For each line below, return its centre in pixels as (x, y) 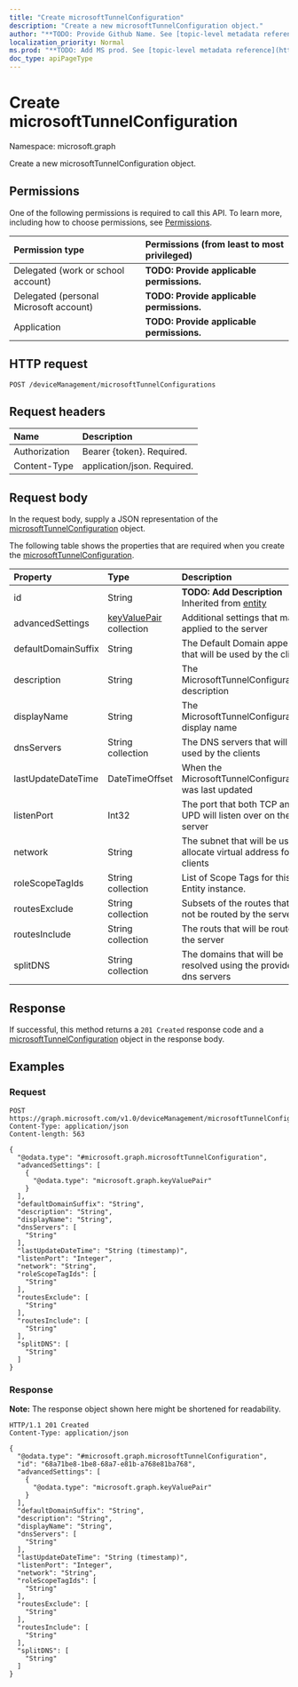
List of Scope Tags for (227, 878)
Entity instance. (214, 889)
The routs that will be (225, 929)
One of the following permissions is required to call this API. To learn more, (146, 212)
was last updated (217, 790)
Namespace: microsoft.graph (63, 146)
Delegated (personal (56, 296)
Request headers (58, 411)
